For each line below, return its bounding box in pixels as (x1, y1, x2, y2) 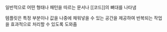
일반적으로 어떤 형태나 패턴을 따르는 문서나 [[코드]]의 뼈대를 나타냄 (5, 4, 137, 10)
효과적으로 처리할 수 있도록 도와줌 (10, 21, 77, 27)
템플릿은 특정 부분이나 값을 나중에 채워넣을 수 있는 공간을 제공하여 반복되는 (5, 15, 153, 21)
